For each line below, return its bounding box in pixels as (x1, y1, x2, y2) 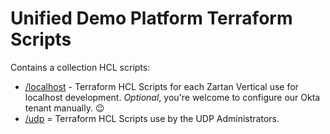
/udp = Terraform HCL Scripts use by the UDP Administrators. (24, 112, 280, 124)
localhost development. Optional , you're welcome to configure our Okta (24, 91, 321, 103)
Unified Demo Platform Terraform (10, 7, 293, 30)
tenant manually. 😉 (24, 102, 105, 114)
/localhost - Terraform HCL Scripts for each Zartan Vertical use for (24, 80, 299, 92)
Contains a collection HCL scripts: (10, 61, 151, 73)
